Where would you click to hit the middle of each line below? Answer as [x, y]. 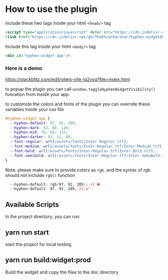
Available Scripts [32, 204]
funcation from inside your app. [37, 94]
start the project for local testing [38, 244]
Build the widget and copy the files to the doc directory [62, 272]
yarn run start [27, 232]
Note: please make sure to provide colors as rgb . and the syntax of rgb [78, 170]
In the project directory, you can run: [43, 216]
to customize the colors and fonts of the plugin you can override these [77, 104]
